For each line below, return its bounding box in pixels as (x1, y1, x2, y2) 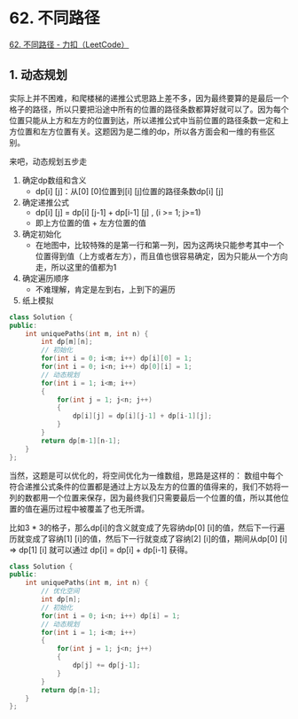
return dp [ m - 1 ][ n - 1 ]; (41, 436, 122, 445)
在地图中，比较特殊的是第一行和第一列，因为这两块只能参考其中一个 (35, 239, 285, 250)
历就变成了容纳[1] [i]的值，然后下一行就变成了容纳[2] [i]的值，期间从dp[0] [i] (9, 533, 288, 543)
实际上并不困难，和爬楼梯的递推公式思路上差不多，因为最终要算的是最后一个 (9, 92, 289, 103)
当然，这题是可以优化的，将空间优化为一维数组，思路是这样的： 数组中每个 (9, 470, 284, 481)
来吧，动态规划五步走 (9, 156, 87, 167)
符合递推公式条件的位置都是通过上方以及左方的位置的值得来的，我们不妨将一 (9, 481, 289, 492)
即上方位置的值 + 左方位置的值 (35, 217, 146, 228)
